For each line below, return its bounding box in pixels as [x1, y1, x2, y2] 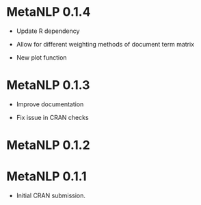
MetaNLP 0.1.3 [6, 77, 90, 93]
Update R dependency [16, 27, 80, 35]
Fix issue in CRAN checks [16, 113, 90, 121]
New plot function [16, 53, 67, 62]
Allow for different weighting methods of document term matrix [16, 40, 195, 48]
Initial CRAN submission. [16, 191, 86, 200]
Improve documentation [16, 100, 84, 108]
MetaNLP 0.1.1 [6, 169, 87, 184]
